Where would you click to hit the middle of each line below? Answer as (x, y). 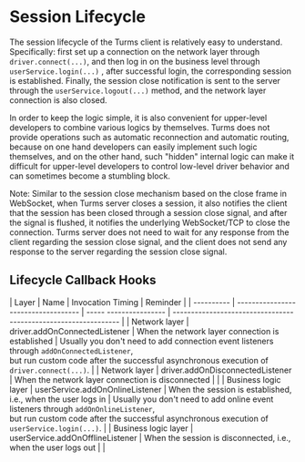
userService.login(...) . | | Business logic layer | (102, 428)
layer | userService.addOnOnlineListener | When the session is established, (151, 389)
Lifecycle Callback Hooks (83, 280)
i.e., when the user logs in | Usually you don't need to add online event (142, 399)
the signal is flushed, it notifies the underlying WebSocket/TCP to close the (150, 222)
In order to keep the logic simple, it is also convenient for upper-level (138, 118)
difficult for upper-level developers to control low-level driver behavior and (149, 166)
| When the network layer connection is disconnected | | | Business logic (145, 379)
